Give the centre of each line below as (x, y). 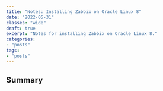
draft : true (21, 28)
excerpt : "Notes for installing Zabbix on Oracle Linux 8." (82, 34)
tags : (13, 51)
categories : (21, 39)
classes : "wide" (26, 23)
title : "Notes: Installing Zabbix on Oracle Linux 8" (74, 12)
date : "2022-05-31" (30, 17)
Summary (25, 80)
